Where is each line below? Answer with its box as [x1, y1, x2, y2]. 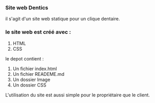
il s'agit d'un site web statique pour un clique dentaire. [5, 16, 120, 22]
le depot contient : [5, 55, 44, 61]
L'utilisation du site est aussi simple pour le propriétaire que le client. [5, 92, 150, 98]
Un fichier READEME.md [12, 71, 65, 77]
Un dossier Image [12, 76, 50, 83]
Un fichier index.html [12, 66, 57, 72]
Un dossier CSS [12, 81, 47, 88]
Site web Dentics [5, 4, 49, 11]
